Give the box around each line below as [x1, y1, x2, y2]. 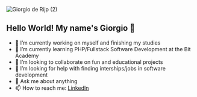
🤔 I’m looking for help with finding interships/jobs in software [14, 64, 166, 72]
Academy [14, 52, 39, 59]
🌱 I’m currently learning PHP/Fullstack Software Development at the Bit [14, 45, 191, 52]
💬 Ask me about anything [14, 77, 78, 84]
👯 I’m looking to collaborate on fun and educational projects [14, 58, 163, 66]
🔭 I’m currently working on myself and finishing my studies [14, 39, 161, 46]
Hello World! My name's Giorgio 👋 [6, 23, 136, 33]
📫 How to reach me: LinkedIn [14, 84, 89, 92]
